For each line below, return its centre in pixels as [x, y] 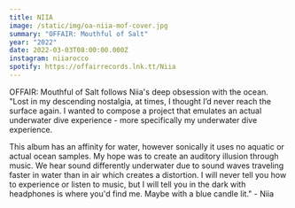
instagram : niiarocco [49, 58]
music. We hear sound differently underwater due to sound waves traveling [147, 166]
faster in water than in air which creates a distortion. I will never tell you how [148, 174]
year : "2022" [33, 42]
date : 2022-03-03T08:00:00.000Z [69, 50]
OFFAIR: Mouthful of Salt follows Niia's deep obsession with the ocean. [139, 92]
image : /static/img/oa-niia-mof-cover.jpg [89, 26]
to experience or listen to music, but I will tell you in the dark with [128, 184]
